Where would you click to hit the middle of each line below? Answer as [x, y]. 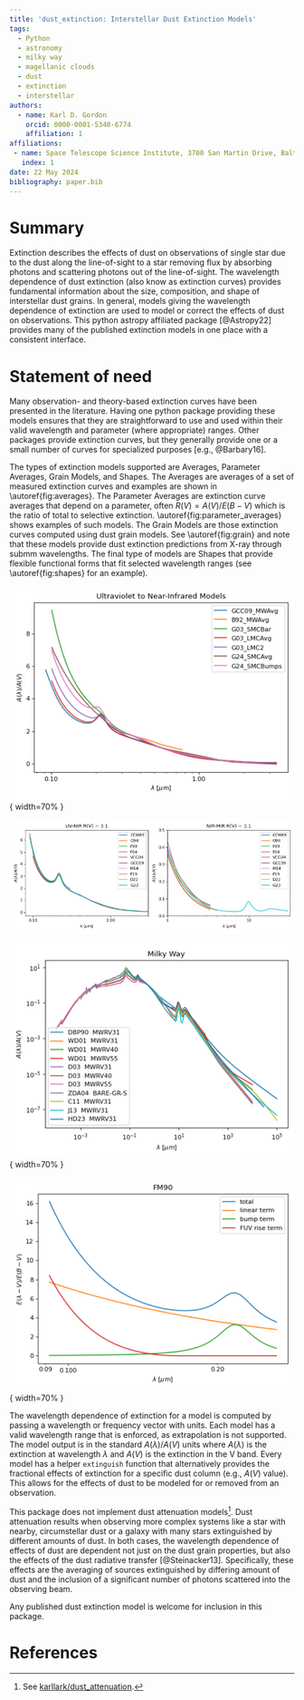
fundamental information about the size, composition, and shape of [135, 291]
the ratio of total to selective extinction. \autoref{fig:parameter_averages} [146, 515]
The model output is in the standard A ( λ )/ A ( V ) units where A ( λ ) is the [138, 1444]
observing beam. [41, 1588]
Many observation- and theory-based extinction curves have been [133, 401]
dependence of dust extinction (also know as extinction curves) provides [146, 282]
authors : [26, 105]
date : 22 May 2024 [44, 172]
